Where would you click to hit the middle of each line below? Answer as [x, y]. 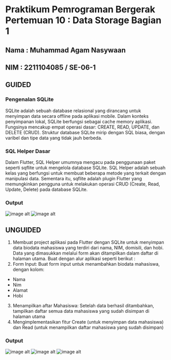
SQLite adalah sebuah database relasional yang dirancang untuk [73, 111]
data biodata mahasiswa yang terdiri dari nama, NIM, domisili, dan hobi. [88, 248]
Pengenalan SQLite [29, 99]
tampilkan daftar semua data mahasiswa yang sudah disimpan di [81, 311]
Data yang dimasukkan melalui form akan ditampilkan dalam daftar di [85, 253]
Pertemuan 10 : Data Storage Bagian [83, 20]
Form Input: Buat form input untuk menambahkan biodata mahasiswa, [86, 264]
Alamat [20, 290]
